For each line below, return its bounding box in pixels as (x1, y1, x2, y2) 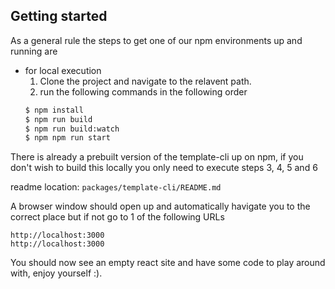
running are (10, 45, 58, 57)
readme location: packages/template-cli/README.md (10, 181, 222, 193)
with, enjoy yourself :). (10, 267, 103, 279)
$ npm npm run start (24, 133, 111, 143)
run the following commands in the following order (39, 85, 248, 98)
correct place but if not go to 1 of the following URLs (10, 211, 225, 223)
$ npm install (24, 105, 84, 115)
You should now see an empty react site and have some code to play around (10, 257, 326, 269)
